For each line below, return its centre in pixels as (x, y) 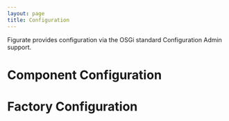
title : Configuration (39, 20)
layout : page (26, 13)
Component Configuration (84, 75)
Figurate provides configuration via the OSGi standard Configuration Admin (114, 39)
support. (19, 47)
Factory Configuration (73, 106)
